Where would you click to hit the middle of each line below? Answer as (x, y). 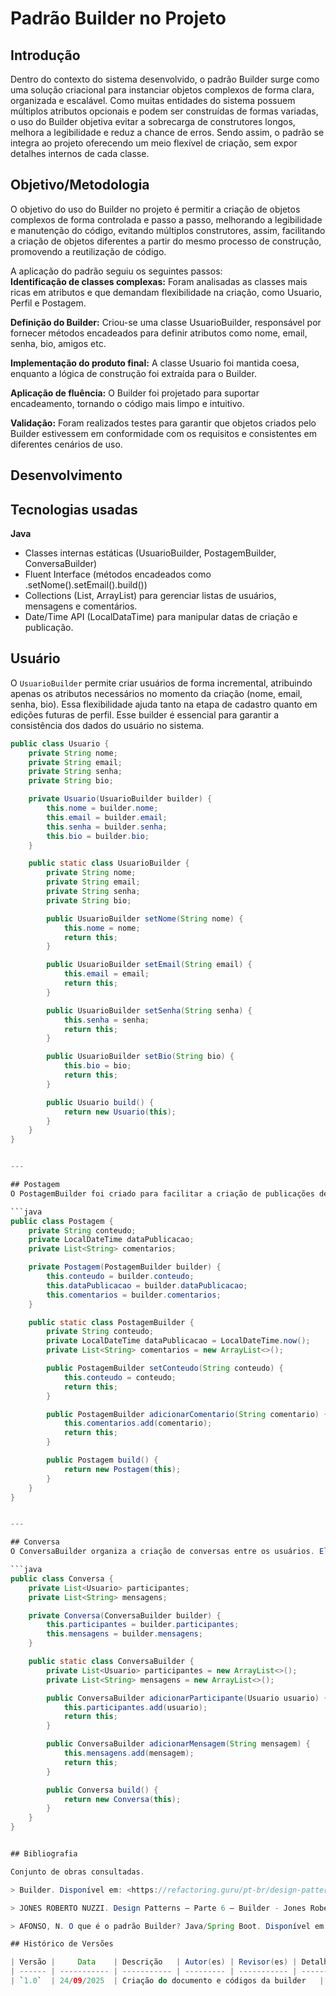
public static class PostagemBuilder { (111, 1322)
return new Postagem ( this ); (122, 1469)
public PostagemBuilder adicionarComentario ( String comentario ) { (187, 1414)
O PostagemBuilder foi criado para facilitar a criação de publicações (162, 1193)
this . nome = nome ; (102, 928)
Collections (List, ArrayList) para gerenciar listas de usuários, (150, 596)
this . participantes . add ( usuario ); (135, 1707)
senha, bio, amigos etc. (58, 343)
